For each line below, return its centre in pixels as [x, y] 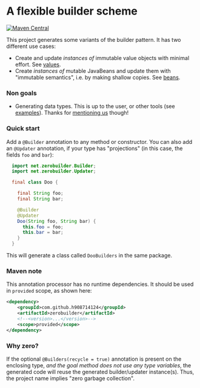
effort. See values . [38, 64]
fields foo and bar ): [30, 155]
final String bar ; [40, 199]
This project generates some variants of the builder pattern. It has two [94, 39]
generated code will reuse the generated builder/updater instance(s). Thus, [100, 372]
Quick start [23, 129]
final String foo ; [40, 193]
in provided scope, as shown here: [49, 291]
